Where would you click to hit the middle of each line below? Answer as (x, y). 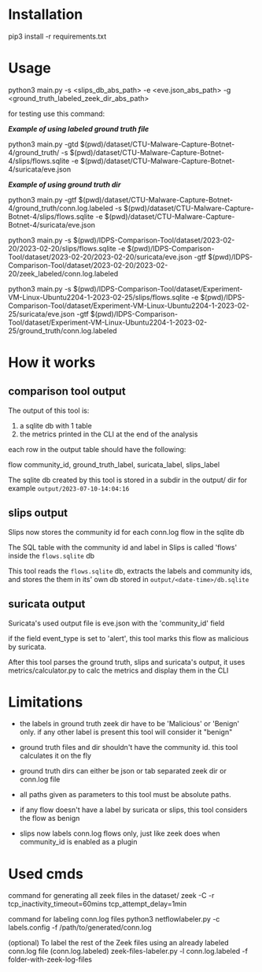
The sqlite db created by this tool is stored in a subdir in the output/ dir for (128, 480)
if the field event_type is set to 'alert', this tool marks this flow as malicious (129, 638)
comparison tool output (67, 391)
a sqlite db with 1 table (55, 425)
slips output (38, 513)
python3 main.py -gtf (42, 199)
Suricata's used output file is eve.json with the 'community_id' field (116, 623)
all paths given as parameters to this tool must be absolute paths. (125, 795)
